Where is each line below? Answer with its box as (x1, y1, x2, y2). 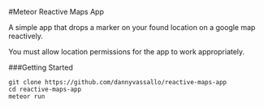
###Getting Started (8, 62, 73, 72)
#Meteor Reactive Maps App (8, 7, 104, 16)
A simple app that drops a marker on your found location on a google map (8, 23, 256, 32)
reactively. (8, 32, 43, 41)
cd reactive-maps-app (8, 85, 82, 93)
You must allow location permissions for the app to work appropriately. (8, 47, 245, 56)
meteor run (8, 92, 45, 101)
